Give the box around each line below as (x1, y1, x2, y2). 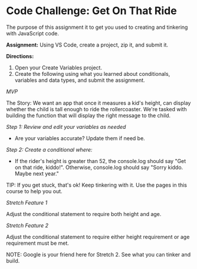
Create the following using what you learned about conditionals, (14, 70, 170, 77)
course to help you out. (6, 187, 63, 195)
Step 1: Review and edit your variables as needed (6, 123, 126, 130)
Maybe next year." (14, 170, 59, 177)
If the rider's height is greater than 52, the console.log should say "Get (14, 157, 186, 164)
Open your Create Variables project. (14, 64, 102, 71)
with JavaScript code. (6, 29, 59, 36)
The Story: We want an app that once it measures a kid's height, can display (6, 99, 191, 107)
